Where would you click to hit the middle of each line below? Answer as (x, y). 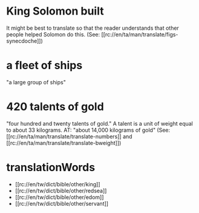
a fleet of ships (44, 66)
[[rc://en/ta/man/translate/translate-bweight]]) (64, 143)
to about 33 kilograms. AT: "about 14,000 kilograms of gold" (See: (88, 130)
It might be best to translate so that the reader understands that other (93, 28)
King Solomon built (55, 11)
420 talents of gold (55, 107)
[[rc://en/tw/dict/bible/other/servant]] (62, 203)
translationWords (51, 167)
